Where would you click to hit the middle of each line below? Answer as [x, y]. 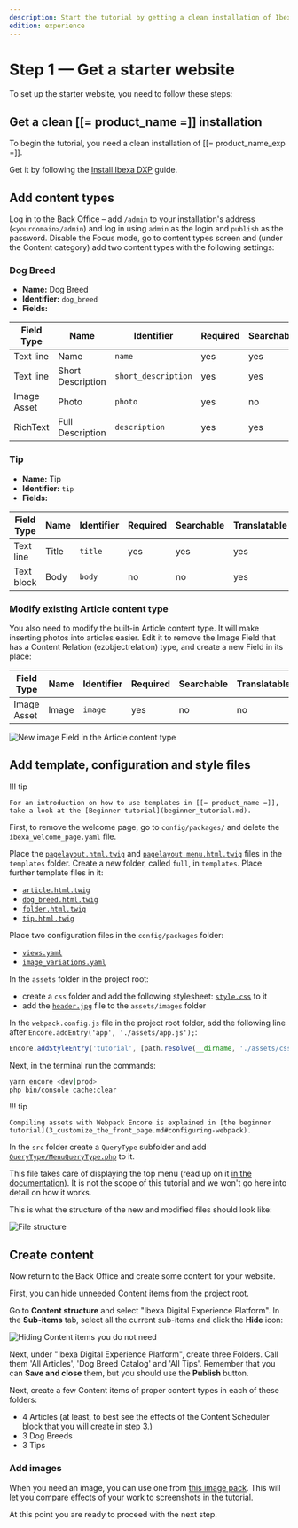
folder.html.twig [54, 909]
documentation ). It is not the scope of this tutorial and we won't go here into [148, 1183]
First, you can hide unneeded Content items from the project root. [129, 1293]
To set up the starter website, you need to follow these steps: [121, 94]
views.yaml [42, 953]
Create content [52, 1254]
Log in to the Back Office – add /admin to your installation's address [132, 219]
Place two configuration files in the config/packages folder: [117, 935]
